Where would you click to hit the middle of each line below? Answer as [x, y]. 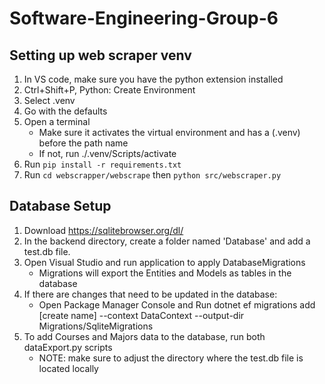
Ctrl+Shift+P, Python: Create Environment [109, 90]
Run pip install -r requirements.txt [102, 164]
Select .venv [49, 100]
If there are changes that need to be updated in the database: [150, 294]
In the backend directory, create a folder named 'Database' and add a [167, 241]
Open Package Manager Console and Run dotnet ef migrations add [177, 304]
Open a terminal [57, 121]
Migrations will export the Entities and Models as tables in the [165, 273]
